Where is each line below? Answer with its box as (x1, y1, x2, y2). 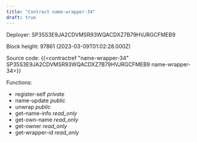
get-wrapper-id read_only (14, 129, 80, 136)
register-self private (14, 90, 65, 97)
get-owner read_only (14, 122, 67, 129)
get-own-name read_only (14, 116, 78, 123)
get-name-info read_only (14, 110, 77, 117)
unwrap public (14, 103, 51, 110)
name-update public (14, 97, 66, 104)
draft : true (6, 14, 36, 20)
